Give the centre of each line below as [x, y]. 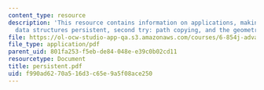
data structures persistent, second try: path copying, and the [123, 30]
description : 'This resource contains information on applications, [123, 23]
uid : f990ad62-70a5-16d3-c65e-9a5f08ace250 [81, 74]
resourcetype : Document [47, 59]
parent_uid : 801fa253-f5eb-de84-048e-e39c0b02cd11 [93, 52]
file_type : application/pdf [54, 45]
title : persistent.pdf [45, 67]
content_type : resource [47, 15]
